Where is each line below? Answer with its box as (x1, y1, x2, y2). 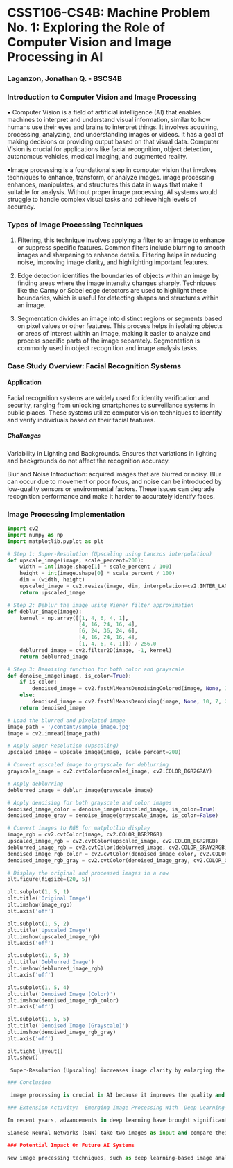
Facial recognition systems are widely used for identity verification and (7, 393, 209, 402)
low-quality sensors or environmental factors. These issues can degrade (7, 484, 215, 493)
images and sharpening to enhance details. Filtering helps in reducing (17, 250, 217, 259)
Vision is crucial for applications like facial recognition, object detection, (7, 145, 213, 153)
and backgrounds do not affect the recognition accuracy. (7, 456, 170, 465)
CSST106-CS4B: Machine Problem (7, 5, 211, 21)
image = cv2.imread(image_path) (7, 730, 101, 737)
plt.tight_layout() (7, 1047, 64, 1055)
